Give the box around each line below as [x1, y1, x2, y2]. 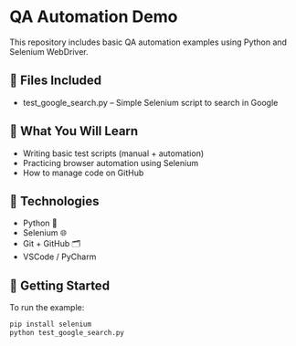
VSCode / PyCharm [22, 251, 97, 262]
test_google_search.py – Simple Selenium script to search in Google [22, 97, 279, 108]
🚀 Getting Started [9, 278, 111, 293]
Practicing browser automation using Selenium [22, 157, 199, 168]
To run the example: [9, 302, 85, 313]
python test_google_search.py [9, 329, 125, 338]
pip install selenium [9, 320, 92, 330]
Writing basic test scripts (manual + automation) [22, 148, 205, 159]
